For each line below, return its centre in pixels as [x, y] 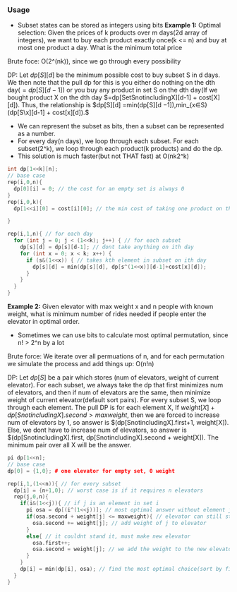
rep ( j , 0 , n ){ [31, 497]
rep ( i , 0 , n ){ [25, 182]
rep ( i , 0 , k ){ [25, 202]
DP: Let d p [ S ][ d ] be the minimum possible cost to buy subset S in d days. [114, 75]
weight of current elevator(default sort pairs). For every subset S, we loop [114, 400]
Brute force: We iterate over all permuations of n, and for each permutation [116, 356]
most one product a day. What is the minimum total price [100, 48]
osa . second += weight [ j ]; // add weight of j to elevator [120, 523]
